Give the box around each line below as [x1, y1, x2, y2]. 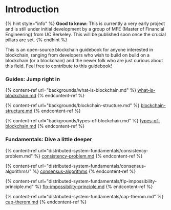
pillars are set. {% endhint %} [5, 37, 68, 43]
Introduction [5, 4, 59, 15]
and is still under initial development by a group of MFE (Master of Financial [5, 25, 165, 32]
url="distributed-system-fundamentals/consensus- [38, 163, 146, 169]
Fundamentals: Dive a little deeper [5, 136, 92, 143]
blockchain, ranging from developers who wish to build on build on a [5, 52, 150, 58]
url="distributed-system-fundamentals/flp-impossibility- [38, 178, 157, 184]
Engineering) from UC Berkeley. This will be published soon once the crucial [5, 31, 166, 37]
